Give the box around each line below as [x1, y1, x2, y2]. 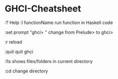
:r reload [5, 38, 22, 45]
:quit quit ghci [5, 48, 33, 54]
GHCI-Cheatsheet [5, 3, 81, 14]
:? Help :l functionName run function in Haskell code [5, 19, 113, 25]
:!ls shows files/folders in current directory [5, 58, 93, 64]
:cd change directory [5, 68, 48, 74]
